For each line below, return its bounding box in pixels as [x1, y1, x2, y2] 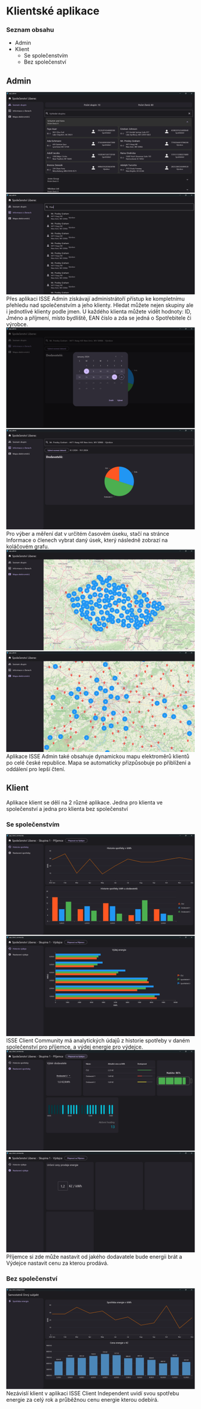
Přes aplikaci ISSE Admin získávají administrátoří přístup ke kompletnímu [6, 295, 185, 302]
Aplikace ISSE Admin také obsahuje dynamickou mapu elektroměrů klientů [6, 753, 190, 760]
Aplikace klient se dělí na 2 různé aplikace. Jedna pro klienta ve [6, 799, 163, 806]
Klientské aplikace [6, 4, 100, 18]
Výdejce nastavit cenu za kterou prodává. [6, 1259, 109, 1267]
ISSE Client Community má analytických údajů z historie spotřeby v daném [6, 1037, 190, 1044]
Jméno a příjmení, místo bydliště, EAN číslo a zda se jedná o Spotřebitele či [6, 314, 191, 321]
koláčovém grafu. [6, 543, 50, 550]
